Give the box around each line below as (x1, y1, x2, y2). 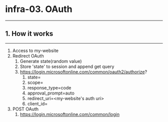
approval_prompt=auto (27, 90, 75, 96)
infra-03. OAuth (5, 3, 72, 15)
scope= (27, 79, 43, 85)
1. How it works (5, 29, 53, 38)
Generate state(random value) (19, 58, 82, 64)
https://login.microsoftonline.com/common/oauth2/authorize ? (19, 68, 147, 74)
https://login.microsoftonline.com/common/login (19, 111, 120, 117)
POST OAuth (12, 106, 39, 112)
